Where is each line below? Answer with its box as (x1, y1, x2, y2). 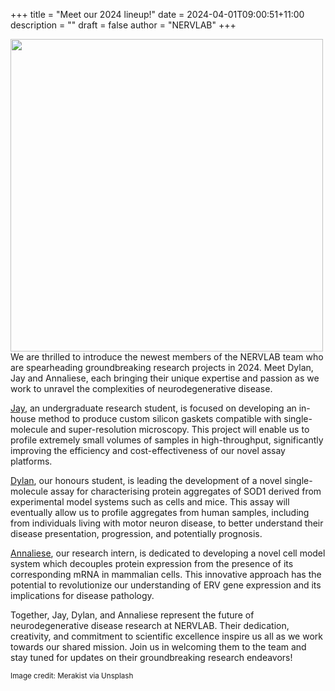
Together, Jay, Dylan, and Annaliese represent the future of (10, 609, 255, 621)
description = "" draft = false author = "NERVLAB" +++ (10, 19, 237, 31)
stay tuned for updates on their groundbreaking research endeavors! (10, 652, 293, 663)
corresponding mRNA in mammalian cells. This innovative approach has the (10, 569, 322, 580)
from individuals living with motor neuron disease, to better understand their (10, 517, 324, 529)
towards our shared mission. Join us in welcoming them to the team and (10, 641, 307, 653)
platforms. (10, 455, 53, 467)
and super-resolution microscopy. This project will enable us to (49, 424, 310, 435)
